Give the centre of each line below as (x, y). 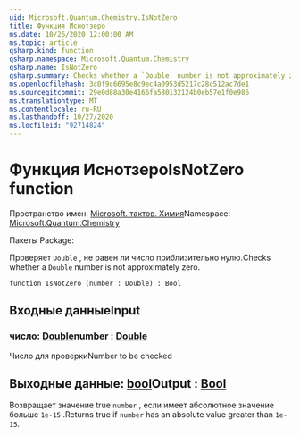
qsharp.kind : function (51, 51)
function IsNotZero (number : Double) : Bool (95, 283)
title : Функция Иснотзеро (57, 26)
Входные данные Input (75, 310)
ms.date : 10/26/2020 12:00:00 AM (71, 34)
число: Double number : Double (79, 336)
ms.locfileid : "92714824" (57, 126)
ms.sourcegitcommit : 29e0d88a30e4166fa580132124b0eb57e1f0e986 (129, 92)
